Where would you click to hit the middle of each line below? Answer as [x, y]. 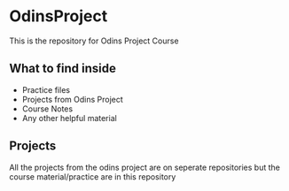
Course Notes [47, 109]
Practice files [46, 89]
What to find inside [63, 69]
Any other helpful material [69, 118]
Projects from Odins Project [73, 99]
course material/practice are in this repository [93, 176]
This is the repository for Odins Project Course [94, 41]
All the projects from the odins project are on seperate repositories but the [145, 167]
